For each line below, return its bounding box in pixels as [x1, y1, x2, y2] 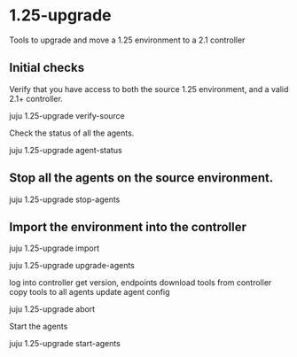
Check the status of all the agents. [9, 128, 135, 138]
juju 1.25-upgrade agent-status [9, 144, 122, 155]
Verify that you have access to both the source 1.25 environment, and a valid [9, 83, 289, 94]
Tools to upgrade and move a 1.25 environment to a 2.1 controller [9, 35, 246, 45]
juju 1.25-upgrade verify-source [9, 110, 126, 120]
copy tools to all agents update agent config [9, 287, 170, 298]
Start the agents [9, 321, 68, 332]
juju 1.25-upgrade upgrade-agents [9, 260, 135, 271]
